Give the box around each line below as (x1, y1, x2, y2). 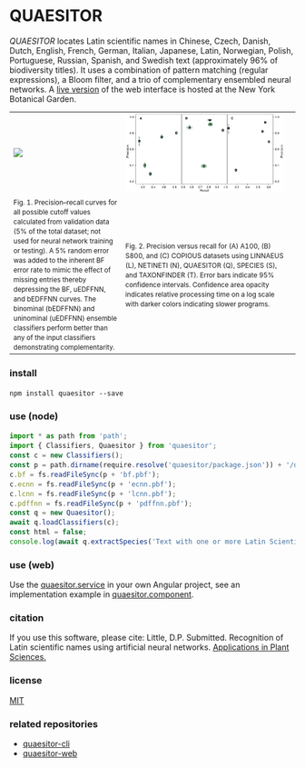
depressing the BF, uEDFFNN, (13, 285, 106, 294)
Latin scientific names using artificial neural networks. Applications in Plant (9, 642, 290, 653)
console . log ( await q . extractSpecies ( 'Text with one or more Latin (9, 537, 266, 546)
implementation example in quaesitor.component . (9, 589, 194, 600)
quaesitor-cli (22, 738, 71, 750)
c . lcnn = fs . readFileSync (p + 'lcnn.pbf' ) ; (9, 489, 177, 498)
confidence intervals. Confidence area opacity (125, 280, 270, 289)
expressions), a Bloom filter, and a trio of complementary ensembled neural (9, 74, 292, 85)
